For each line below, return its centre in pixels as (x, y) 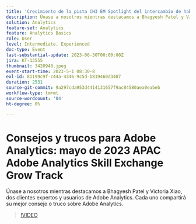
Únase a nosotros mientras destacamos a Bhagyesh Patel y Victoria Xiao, (94, 191)
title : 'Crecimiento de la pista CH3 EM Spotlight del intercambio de (94, 11)
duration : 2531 (24, 82)
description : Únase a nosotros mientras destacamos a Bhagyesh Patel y (95, 17)
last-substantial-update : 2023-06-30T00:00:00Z (65, 55)
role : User (19, 39)
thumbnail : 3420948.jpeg (36, 66)
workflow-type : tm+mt (32, 93)
